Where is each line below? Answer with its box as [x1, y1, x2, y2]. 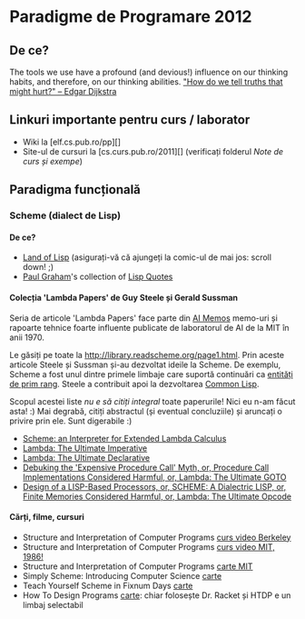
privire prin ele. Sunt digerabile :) [9, 415, 133, 426]
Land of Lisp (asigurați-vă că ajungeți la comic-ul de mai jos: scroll [22, 252, 272, 263]
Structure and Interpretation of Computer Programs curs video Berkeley [22, 532, 291, 543]
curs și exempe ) [22, 155, 84, 166]
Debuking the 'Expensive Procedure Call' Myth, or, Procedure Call [22, 462, 270, 473]
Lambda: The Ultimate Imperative [22, 443, 148, 454]
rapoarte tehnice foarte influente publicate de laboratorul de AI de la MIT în [9, 322, 290, 333]
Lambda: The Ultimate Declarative [22, 452, 151, 463]
